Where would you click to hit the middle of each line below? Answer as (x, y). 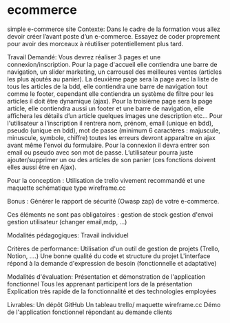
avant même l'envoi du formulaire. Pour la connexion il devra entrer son (108, 145)
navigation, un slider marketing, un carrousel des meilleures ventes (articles (115, 72)
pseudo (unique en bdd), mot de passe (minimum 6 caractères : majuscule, (114, 130)
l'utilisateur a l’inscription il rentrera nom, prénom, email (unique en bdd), (110, 123)
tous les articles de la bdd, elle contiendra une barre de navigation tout (107, 86)
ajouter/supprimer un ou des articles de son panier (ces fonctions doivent (112, 159)
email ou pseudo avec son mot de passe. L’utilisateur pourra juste (100, 152)
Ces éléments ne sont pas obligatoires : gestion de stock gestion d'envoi (110, 214)
